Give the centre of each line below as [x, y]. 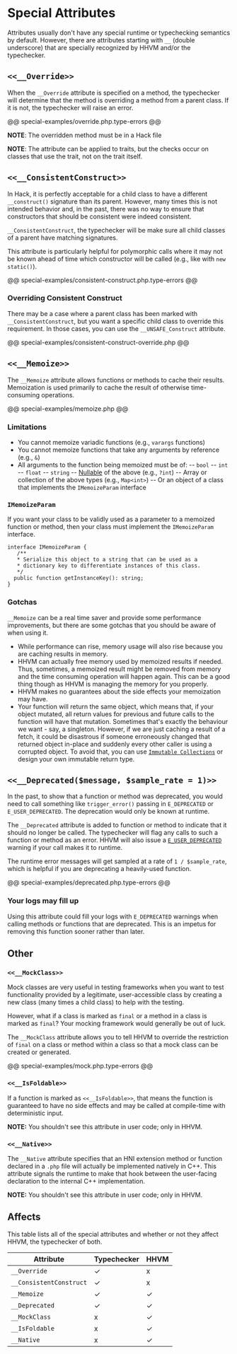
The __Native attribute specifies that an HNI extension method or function [115, 1158]
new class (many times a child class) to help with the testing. [96, 1003]
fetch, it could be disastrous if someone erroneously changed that [114, 736]
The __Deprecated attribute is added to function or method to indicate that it [117, 825]
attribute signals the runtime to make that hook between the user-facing [112, 1173]
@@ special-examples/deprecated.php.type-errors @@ [89, 882]
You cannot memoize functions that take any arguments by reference [118, 450]
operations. [58, 395]
